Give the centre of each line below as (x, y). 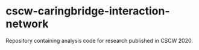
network (27, 24)
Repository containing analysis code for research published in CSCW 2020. (99, 40)
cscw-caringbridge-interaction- (88, 11)
